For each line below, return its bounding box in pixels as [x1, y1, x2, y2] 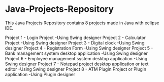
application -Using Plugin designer [5, 71, 75, 77]
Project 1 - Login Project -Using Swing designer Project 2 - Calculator [5, 35, 146, 41]
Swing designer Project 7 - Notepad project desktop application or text [5, 61, 149, 67]
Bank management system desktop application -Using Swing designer [5, 50, 148, 56]
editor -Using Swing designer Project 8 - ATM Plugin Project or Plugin [5, 66, 147, 72]
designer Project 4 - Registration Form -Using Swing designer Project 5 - [5, 45, 153, 51]
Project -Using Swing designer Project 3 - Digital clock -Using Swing [5, 40, 145, 45]
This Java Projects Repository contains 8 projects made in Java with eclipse [5, 20, 160, 26]
